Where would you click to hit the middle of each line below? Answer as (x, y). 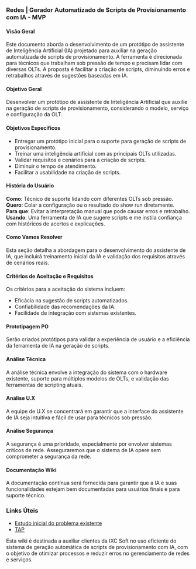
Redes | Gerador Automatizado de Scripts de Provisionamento (96, 10)
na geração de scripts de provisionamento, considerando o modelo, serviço (97, 108)
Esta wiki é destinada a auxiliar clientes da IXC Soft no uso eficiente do (91, 541)
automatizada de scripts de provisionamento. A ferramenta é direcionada (94, 57)
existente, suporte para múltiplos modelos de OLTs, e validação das (87, 378)
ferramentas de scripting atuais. (44, 385)
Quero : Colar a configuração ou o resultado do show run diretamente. (90, 205)
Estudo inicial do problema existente (58, 523)
